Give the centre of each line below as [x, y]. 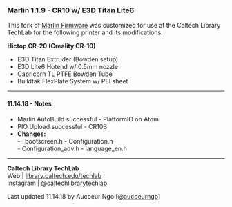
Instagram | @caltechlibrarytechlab [57, 183]
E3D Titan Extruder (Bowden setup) [68, 59]
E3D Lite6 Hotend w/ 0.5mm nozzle [68, 67]
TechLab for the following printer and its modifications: [85, 32]
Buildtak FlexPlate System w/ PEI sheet [72, 81]
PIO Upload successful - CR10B [62, 126]
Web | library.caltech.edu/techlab [55, 175]
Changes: [31, 134]
